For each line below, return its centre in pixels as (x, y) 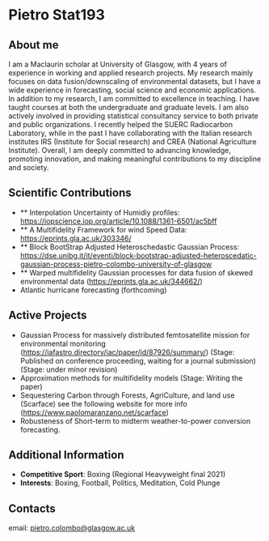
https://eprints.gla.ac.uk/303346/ (76, 238)
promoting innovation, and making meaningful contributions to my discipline (135, 159)
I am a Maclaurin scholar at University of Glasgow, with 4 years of (118, 64)
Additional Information (66, 455)
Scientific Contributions (70, 193)
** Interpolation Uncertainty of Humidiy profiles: (100, 212)
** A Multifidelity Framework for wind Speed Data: (103, 229)
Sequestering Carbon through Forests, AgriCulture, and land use (127, 395)
